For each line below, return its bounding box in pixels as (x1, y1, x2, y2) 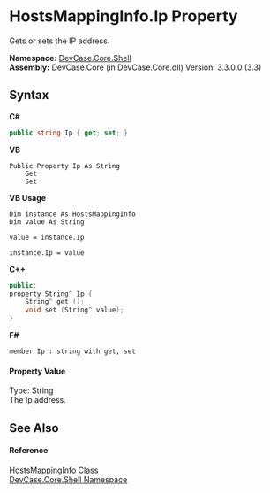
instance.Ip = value (9, 248, 86, 258)
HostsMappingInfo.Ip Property (9, 6, 238, 27)
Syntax (9, 88, 49, 103)
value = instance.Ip (9, 233, 86, 242)
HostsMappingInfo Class (9, 465, 99, 475)
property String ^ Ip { (9, 289, 93, 298)
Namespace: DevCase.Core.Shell (9, 52, 132, 63)
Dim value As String (9, 217, 86, 227)
